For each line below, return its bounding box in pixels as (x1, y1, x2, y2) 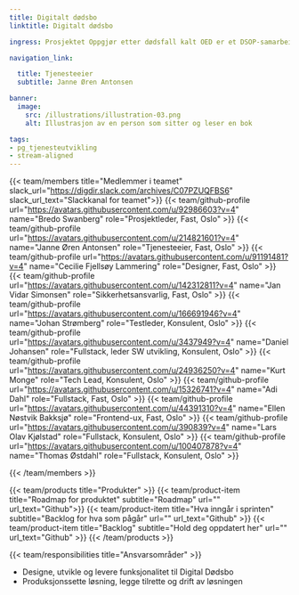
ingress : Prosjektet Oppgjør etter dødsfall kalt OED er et (9, 37, 238, 46)
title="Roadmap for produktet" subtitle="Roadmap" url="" (9, 494, 221, 505)
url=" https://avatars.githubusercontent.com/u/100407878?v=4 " (9, 441, 242, 452)
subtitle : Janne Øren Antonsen (17, 77, 133, 87)
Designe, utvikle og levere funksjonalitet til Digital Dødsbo (21, 566, 234, 577)
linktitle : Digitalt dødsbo (9, 21, 114, 30)
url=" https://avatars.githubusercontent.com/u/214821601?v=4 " (9, 232, 239, 243)
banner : (9, 94, 38, 103)
